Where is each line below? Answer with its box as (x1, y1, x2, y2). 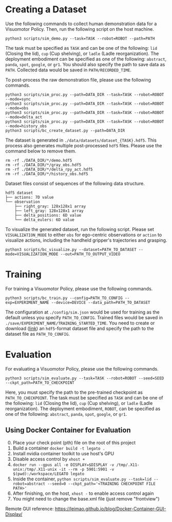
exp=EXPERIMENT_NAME (5, 300, 50, 305)
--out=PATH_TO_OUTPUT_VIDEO (60, 252, 121, 257)
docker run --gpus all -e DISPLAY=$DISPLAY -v (12, 462, 114, 468)
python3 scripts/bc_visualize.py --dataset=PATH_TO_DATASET (5, 247, 137, 252)
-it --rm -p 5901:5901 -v (59, 467, 114, 472)
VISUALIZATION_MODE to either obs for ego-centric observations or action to (5, 231, 162, 238)
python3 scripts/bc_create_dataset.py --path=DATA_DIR (5, 128, 125, 133)
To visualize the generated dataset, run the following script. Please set (5, 226, 154, 232)
